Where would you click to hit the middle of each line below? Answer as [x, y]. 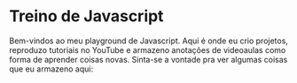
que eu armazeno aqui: [51, 69]
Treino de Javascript [86, 16]
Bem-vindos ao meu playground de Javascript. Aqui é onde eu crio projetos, [148, 41]
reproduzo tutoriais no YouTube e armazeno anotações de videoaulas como [148, 49]
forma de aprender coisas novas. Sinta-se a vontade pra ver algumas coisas [148, 59]
